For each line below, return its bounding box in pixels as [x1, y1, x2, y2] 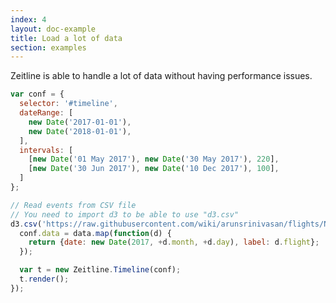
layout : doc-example [10, 24, 97, 34]
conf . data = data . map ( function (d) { [19, 228, 172, 238]
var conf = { [10, 89, 65, 100]
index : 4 [10, 14, 47, 25]
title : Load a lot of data [10, 33, 123, 43]
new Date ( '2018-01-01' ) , [28, 126, 132, 136]
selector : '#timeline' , [19, 99, 118, 109]
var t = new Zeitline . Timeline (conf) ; [19, 265, 182, 275]
